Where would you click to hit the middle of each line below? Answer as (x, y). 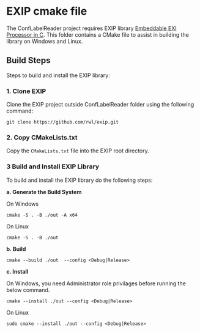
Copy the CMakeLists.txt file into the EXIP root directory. (78, 151)
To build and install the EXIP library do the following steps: (80, 180)
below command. (28, 290)
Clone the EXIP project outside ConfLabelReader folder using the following (100, 105)
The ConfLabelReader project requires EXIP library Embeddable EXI (91, 28)
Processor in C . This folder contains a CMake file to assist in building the (98, 34)
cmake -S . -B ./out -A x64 (42, 215)
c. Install (17, 271)
